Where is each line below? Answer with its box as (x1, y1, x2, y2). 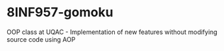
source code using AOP (6, 35, 76, 43)
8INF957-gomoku (6, 4, 114, 21)
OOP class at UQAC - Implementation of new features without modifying (6, 28, 218, 36)
